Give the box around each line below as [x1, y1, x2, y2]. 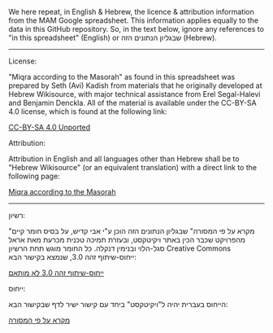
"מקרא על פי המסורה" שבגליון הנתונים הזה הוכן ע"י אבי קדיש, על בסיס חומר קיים [8, 226, 255, 235]
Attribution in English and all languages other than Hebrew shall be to [8, 154, 240, 164]
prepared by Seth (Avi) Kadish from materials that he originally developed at [8, 81, 262, 90]
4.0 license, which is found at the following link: [8, 107, 167, 116]
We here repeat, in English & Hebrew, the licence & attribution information [8, 7, 254, 16]
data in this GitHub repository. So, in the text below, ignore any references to [8, 24, 264, 33]
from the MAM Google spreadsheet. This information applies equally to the [8, 15, 258, 25]
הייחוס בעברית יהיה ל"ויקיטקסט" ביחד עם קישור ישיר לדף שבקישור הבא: [8, 300, 228, 309]
